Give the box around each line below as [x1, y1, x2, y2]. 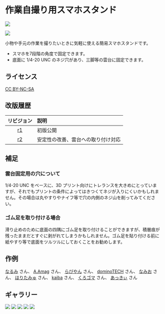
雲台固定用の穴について [5, 170, 60, 177]
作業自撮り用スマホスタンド [5, 4, 117, 16]
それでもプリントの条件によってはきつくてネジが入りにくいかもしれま [18, 188, 160, 194]
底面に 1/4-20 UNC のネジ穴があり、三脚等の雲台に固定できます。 [12, 57, 146, 63]
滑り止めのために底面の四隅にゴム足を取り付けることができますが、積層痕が [5, 226, 160, 232]
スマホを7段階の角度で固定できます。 [12, 50, 87, 57]
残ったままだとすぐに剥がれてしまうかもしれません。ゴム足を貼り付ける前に [5, 232, 160, 239]
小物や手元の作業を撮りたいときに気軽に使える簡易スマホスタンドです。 [5, 40, 151, 46]
